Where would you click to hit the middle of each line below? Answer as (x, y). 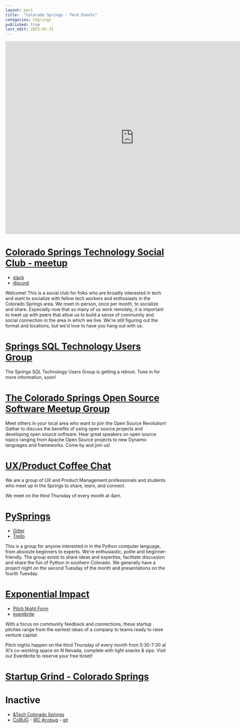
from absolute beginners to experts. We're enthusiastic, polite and (75, 551)
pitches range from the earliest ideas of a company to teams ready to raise (84, 629)
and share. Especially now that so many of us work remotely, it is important (85, 309)
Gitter (19, 530)
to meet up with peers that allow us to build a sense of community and (79, 315)
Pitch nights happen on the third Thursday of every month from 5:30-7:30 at (86, 645)
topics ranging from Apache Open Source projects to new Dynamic (76, 439)
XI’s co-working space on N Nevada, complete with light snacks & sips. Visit (86, 650)
